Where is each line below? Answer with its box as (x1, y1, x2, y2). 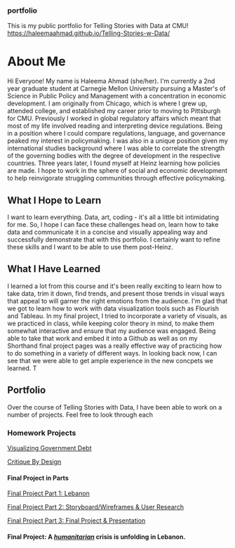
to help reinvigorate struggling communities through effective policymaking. (7, 174, 227, 183)
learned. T (7, 364, 37, 372)
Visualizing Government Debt (7, 443, 92, 452)
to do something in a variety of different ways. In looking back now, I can (7, 348, 217, 357)
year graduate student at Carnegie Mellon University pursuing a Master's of (7, 84, 226, 93)
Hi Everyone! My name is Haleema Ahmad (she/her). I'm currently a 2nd (7, 77, 215, 86)
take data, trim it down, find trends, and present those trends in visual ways (7, 289, 225, 297)
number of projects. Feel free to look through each (7, 410, 153, 419)
